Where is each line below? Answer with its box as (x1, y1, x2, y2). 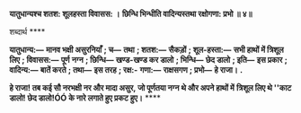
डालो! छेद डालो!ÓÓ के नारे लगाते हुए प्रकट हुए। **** (9, 92, 162, 103)
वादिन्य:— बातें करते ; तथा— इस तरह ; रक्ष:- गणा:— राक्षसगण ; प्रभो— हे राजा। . (9, 65, 243, 75)
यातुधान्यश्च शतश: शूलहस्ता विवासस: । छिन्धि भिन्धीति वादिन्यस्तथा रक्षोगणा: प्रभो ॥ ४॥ (9, 9, 252, 19)
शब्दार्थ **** (9, 27, 46, 37)
